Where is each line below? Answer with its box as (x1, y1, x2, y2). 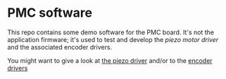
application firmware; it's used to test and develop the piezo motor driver (7, 35, 219, 43)
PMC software (7, 5, 93, 21)
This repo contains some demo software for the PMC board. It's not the (7, 28, 215, 36)
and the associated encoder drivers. (7, 43, 113, 51)
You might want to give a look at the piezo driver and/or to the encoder (7, 56, 213, 64)
